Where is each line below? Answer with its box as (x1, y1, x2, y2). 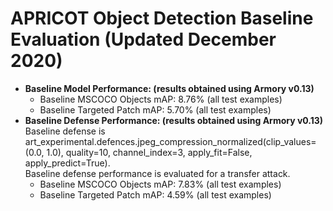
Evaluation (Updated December (10, 28, 277, 51)
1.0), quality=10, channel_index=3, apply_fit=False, (46, 146, 253, 158)
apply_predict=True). (24, 157, 111, 169)
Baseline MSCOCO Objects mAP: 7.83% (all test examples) (39, 178, 282, 190)
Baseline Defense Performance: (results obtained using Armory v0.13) (24, 114, 324, 126)
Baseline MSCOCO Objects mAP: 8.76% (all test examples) (39, 93, 283, 105)
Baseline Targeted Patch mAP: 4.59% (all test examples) (39, 188, 272, 201)
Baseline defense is (24, 125, 106, 137)
